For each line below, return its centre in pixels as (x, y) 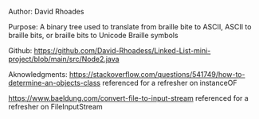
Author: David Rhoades (46, 12)
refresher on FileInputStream (55, 107)
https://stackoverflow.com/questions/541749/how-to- (157, 74)
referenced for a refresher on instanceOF (170, 83)
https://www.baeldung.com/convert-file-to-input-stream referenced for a (128, 98)
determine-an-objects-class (55, 83)
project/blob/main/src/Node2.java (64, 59)
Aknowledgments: (38, 74)
